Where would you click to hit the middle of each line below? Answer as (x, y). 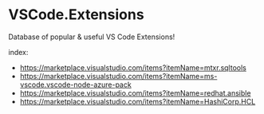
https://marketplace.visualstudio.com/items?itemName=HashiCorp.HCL (138, 101)
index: (18, 52)
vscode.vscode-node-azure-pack (75, 85)
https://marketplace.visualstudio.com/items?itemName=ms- (118, 76)
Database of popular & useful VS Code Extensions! (92, 37)
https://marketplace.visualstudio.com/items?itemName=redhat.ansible (135, 92)
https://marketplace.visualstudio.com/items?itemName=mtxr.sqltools (133, 67)
